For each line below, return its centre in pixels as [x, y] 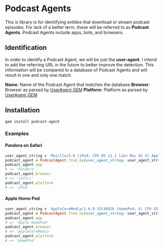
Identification [26, 48]
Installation [22, 110]
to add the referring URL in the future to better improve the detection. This [80, 64]
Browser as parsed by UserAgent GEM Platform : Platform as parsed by [76, 90]
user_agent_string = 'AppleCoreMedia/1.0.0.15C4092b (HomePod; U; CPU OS [82, 209]
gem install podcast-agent [32, 122]
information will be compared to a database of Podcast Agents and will [76, 70]
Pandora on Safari [24, 145]
